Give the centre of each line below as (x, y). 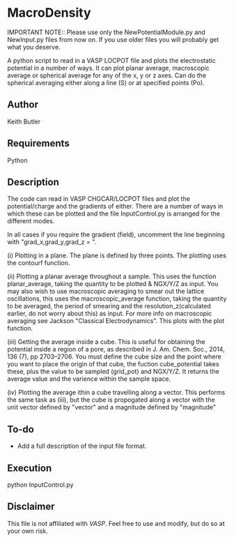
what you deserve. (34, 47)
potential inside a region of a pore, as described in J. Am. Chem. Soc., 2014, (116, 349)
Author (23, 105)
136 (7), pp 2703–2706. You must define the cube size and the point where (114, 356)
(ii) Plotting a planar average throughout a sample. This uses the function (112, 276)
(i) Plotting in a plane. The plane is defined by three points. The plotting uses (117, 255)
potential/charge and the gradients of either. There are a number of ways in (115, 206)
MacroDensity (49, 13)
